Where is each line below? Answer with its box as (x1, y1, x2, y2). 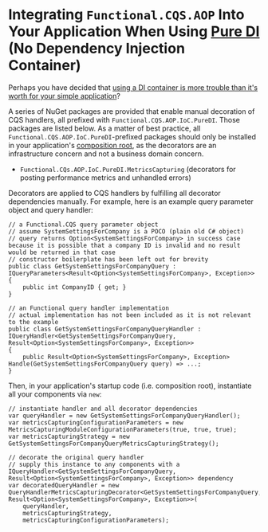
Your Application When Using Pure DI (8, 22, 260, 41)
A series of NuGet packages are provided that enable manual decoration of (8, 106, 255, 116)
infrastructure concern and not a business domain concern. (8, 149, 204, 158)
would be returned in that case (8, 248, 116, 256)
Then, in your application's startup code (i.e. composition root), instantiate (8, 381, 252, 390)
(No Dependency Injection (8, 40, 186, 57)
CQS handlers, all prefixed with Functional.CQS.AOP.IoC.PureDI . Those (8, 115, 241, 124)
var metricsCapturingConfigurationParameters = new (8, 418, 183, 427)
